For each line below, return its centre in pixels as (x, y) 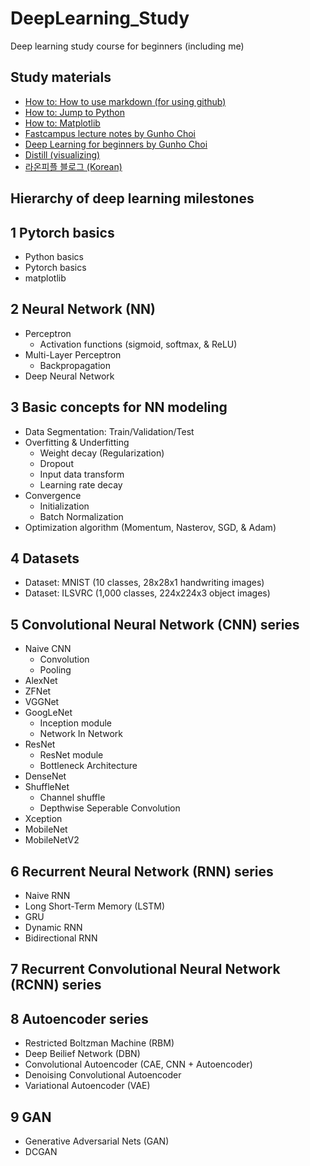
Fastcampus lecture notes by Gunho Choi (110, 133)
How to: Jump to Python (74, 112)
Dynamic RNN (53, 928)
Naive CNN (48, 649)
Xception (43, 819)
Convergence (53, 495)
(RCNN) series (56, 985)
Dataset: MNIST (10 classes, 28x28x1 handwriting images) (144, 583)
